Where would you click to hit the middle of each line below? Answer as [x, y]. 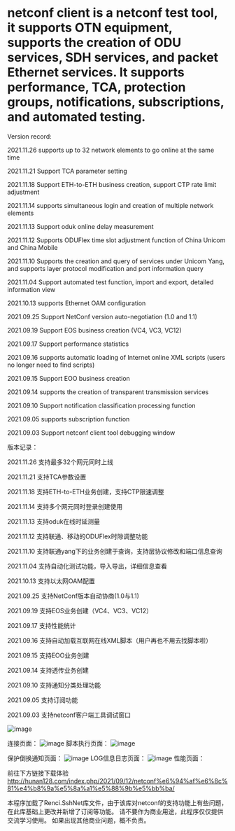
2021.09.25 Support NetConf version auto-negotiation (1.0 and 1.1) [102, 316]
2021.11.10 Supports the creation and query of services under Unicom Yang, [116, 261]
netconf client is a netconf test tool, [113, 13]
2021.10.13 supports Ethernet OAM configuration [77, 303]
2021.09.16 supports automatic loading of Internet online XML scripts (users [116, 357]
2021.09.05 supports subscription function [69, 419]
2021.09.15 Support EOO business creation [69, 378]
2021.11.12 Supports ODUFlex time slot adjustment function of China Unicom [116, 240]
